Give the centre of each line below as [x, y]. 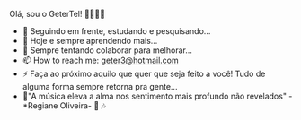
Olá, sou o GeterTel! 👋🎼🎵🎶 [58, 14]
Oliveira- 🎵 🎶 [83, 106]
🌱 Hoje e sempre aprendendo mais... [90, 41]
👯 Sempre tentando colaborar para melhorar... [107, 50]
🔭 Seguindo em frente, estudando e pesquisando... [116, 31]
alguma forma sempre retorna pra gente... [100, 86]
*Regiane [40, 106]
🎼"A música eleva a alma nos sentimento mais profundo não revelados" [155, 96]
